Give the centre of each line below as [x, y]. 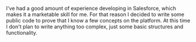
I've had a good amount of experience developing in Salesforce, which [91, 8]
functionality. [22, 33]
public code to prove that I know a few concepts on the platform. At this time [98, 20]
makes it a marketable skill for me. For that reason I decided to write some [95, 14]
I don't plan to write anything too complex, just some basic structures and [95, 26]
